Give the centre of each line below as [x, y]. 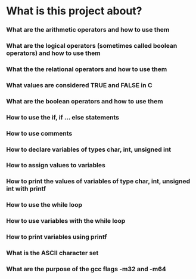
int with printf [26, 189]
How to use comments [39, 133]
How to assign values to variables [56, 165]
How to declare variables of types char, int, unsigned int [89, 149]
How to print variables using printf [57, 237]
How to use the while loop [44, 205]
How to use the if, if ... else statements [63, 117]
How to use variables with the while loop [66, 221]
